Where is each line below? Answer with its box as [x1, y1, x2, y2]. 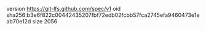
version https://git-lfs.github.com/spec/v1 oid [6, 5, 121, 12]
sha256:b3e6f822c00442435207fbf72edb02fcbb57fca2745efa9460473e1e [6, 11, 200, 19]
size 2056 [32, 18, 58, 25]
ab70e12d [6, 18, 31, 25]
